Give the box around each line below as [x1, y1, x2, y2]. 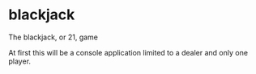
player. [8, 56, 31, 66]
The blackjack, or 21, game [8, 32, 99, 42]
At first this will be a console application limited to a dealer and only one [8, 47, 249, 57]
